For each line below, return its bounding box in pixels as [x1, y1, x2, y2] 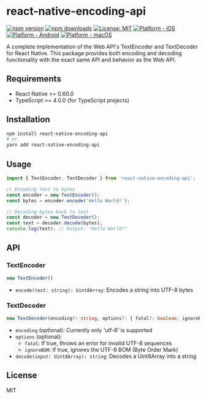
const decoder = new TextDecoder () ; [6, 215, 100, 221]
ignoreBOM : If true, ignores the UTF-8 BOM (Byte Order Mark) [24, 346, 178, 353]
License [6, 370, 37, 381]
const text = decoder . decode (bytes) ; [6, 220, 103, 226]
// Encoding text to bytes [6, 186, 75, 192]
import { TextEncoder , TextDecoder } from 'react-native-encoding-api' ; [6, 175, 196, 181]
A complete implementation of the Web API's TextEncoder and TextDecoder [6, 43, 198, 50]
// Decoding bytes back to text [6, 208, 89, 215]
